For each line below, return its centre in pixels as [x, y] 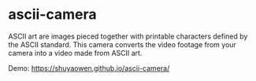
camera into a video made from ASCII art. [75, 53]
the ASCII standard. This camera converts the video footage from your [122, 44]
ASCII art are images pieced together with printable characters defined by [128, 36]
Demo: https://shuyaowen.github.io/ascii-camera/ [89, 68]
